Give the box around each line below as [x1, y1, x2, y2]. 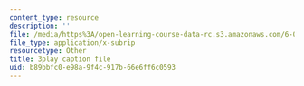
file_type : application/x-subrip [9, 38, 136, 47]
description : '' [9, 21, 71, 30]
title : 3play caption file [9, 55, 111, 64]
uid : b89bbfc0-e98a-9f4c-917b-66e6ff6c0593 [9, 64, 176, 73]
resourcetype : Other [9, 47, 88, 56]
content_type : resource [9, 13, 100, 22]
